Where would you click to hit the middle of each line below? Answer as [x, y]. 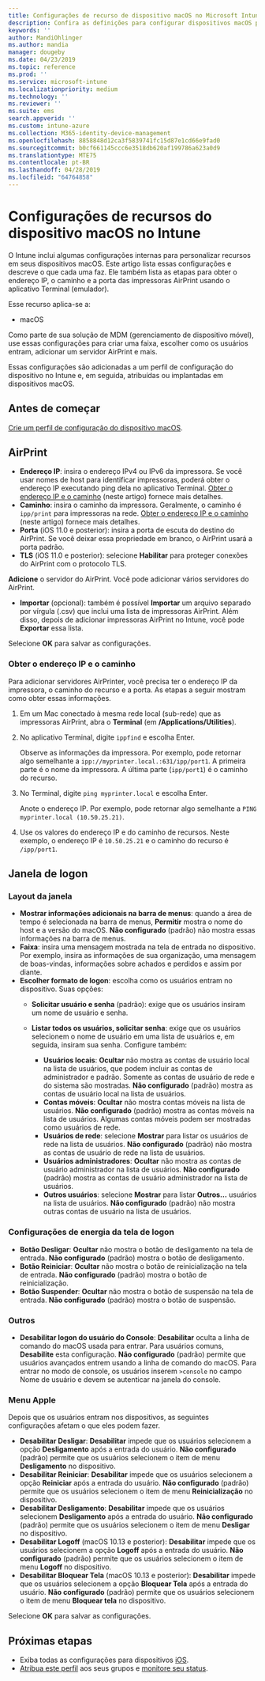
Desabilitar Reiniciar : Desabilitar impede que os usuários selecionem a [136, 1475]
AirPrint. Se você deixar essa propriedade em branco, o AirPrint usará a [136, 539]
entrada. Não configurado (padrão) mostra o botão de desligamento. [132, 1258]
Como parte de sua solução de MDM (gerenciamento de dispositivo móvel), [131, 335]
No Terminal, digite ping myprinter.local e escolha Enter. [114, 793]
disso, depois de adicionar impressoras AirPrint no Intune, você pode [132, 620]
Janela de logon [48, 874]
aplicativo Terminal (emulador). [59, 289]
